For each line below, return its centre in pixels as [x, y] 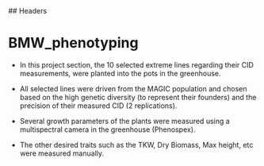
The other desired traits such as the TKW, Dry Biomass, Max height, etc [136, 145]
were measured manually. [62, 153]
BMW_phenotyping [73, 43]
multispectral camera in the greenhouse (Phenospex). [107, 129]
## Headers [28, 11]
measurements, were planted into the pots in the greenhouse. [120, 73]
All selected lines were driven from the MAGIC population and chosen [133, 88]
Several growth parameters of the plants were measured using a [124, 121]
